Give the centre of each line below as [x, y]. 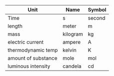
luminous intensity [29, 66]
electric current [26, 42]
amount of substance [33, 58]
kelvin [69, 50]
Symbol [97, 10]
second [97, 18]
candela [72, 66]
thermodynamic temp [33, 50]
